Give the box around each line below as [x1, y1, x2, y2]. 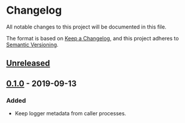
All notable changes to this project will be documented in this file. [6, 23, 167, 30]
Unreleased [6, 58, 51, 68]
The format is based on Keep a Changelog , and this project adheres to [6, 34, 179, 42]
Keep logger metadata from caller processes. [14, 110, 127, 117]
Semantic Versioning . [6, 41, 58, 48]
